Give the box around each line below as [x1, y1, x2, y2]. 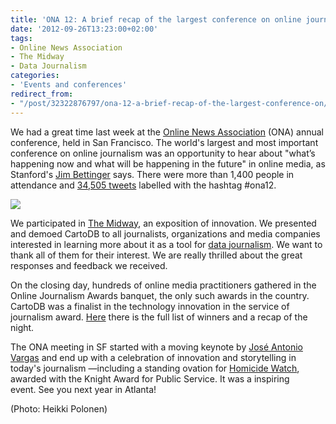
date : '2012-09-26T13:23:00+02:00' [10, 24, 159, 34]
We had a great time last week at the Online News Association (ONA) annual [10, 126, 324, 138]
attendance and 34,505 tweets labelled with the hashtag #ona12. [10, 179, 277, 191]
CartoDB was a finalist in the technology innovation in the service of [10, 300, 290, 312]
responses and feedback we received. [10, 259, 168, 271]
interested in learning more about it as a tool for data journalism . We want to [10, 238, 323, 250]
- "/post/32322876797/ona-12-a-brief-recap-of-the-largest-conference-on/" [10, 98, 333, 108]
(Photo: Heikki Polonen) [10, 402, 108, 415]
